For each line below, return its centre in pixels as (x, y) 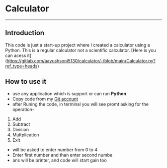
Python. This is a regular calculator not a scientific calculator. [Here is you (81, 50)
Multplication (26, 135)
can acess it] (18, 56)
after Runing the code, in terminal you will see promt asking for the (81, 104)
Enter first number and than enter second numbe (62, 155)
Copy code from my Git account (45, 99)
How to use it (26, 82)
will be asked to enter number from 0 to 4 (55, 150)
